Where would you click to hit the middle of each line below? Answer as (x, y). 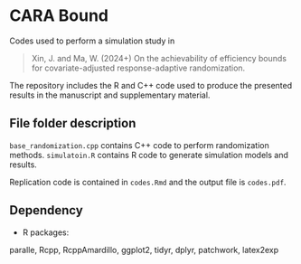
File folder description (73, 123)
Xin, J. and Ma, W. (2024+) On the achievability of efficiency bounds (159, 58)
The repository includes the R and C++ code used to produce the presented (150, 85)
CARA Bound (59, 16)
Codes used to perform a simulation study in (92, 41)
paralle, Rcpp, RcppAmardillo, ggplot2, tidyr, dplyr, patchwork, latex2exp (144, 250)
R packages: (46, 232)
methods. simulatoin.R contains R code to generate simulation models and (149, 155)
